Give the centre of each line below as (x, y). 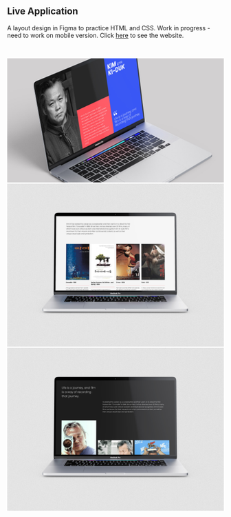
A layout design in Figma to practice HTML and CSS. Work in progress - (109, 28)
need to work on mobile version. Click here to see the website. (96, 35)
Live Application (43, 11)
